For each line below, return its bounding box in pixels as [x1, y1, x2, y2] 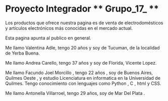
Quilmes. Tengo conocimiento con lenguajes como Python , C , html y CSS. [5, 80, 161, 86]
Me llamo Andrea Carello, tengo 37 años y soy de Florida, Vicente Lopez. [5, 60, 157, 66]
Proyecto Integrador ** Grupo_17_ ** [5, 3, 159, 15]
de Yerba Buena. [5, 50, 40, 56]
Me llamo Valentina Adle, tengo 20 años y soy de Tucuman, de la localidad [5, 44, 160, 50]
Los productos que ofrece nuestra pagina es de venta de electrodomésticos [5, 20, 163, 26]
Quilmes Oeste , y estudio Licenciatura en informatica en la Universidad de [5, 75, 160, 81]
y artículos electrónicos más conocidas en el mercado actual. [5, 25, 133, 31]
